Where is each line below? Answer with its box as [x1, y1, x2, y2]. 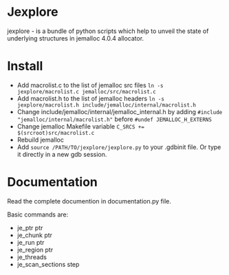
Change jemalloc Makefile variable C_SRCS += [17, 122, 144, 131]
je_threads [17, 252, 47, 261]
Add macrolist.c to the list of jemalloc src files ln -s [17, 80, 164, 89]
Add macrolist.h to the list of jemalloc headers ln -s [17, 94, 165, 102]
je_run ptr [17, 238, 45, 246]
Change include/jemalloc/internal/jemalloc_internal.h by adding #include [17, 107, 223, 115]
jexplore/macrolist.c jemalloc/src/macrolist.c [17, 88, 156, 95]
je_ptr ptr [17, 223, 43, 232]
